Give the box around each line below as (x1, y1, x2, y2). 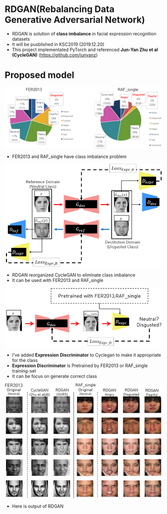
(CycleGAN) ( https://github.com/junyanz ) (11, 51, 98, 58)
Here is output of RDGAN (11, 503, 63, 509)
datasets (11, 36, 30, 42)
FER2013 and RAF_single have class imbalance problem (11, 153, 127, 159)
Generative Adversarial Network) (4, 14, 145, 25)
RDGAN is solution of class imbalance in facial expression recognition (11, 30, 156, 36)
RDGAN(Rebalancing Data (4, 3, 114, 15)
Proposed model (4, 69, 74, 81)
